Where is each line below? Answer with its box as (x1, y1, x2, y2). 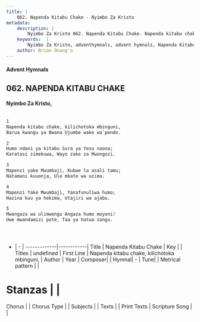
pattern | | (14, 262, 40, 270)
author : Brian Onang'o (17, 48, 73, 54)
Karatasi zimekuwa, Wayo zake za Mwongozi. (6, 151, 116, 157)
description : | (17, 25, 55, 32)
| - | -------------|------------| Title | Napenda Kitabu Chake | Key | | (14, 243, 183, 250)
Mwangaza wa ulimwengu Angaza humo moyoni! (6, 211, 116, 218)
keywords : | (17, 36, 49, 42)
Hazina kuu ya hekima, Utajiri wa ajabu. (6, 195, 111, 201)
